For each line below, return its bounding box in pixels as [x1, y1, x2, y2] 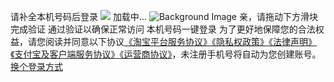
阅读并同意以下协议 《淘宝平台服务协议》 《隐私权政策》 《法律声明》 [44, 36, 317, 47]
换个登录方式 [10, 61, 63, 72]
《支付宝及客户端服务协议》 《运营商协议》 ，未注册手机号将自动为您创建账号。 [10, 48, 322, 60]
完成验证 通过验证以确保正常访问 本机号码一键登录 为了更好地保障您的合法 [10, 23, 316, 35]
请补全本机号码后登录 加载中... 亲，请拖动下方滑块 [10, 11, 318, 22]
